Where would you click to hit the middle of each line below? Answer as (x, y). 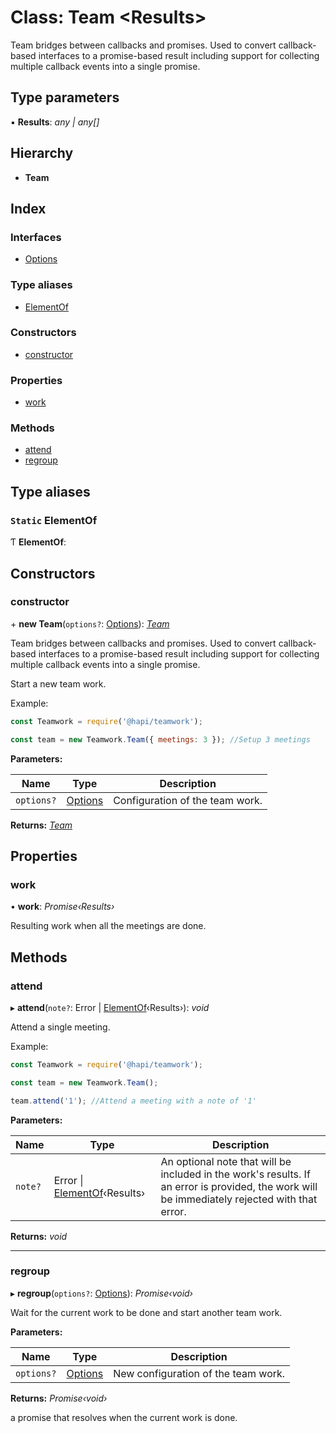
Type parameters (65, 97)
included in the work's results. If (235, 1174)
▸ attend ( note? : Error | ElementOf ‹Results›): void (110, 1007)
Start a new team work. (58, 683)
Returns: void (39, 1236)
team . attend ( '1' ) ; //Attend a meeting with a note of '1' (133, 1101)
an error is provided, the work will (239, 1186)
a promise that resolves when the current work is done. (124, 1417)
